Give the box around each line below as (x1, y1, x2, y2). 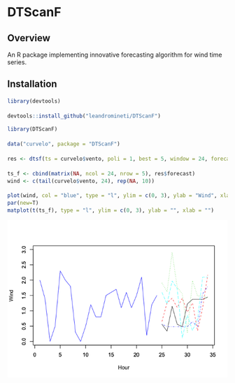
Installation (7, 78, 57, 90)
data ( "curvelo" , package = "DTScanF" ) (7, 140, 120, 147)
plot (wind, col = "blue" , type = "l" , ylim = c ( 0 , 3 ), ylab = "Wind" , (7, 192, 218, 199)
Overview (7, 32, 51, 44)
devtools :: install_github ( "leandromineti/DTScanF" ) (7, 113, 161, 120)
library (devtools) (7, 97, 61, 105)
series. (7, 58, 27, 66)
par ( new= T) (7, 200, 39, 207)
